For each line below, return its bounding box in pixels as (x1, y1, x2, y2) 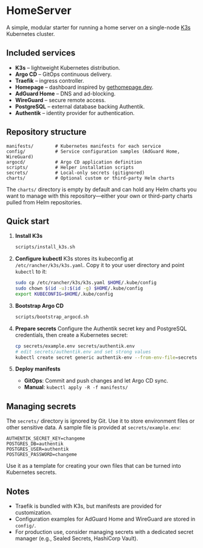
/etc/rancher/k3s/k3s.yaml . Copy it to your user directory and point (15, 262, 185, 269)
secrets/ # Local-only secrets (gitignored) (6, 170, 145, 176)
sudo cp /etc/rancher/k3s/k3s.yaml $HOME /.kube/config (15, 280, 157, 286)
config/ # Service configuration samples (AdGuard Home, (6, 148, 181, 154)
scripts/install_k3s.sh (15, 244, 76, 250)
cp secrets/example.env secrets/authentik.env (15, 343, 135, 349)
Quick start (6, 216, 50, 226)
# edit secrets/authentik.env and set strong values (15, 349, 151, 355)
